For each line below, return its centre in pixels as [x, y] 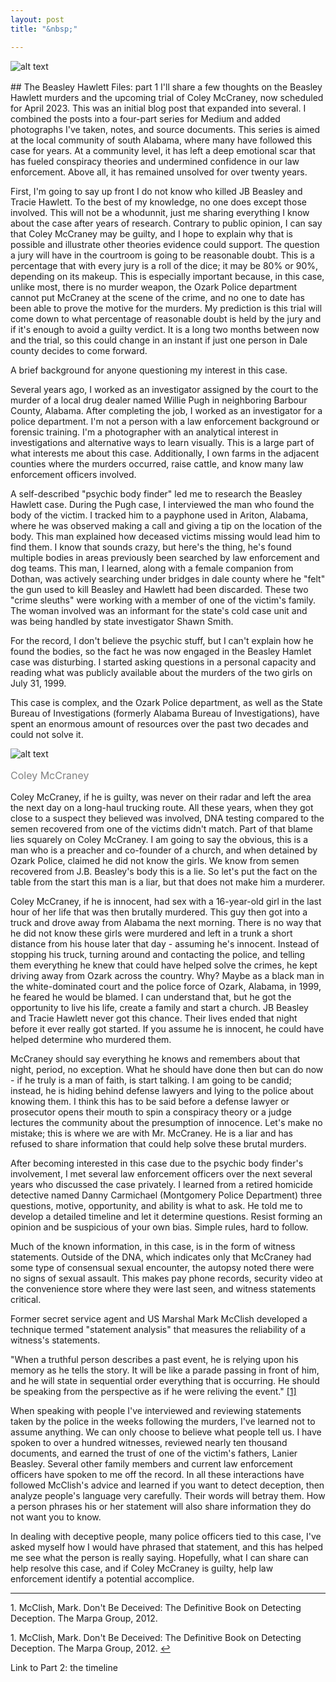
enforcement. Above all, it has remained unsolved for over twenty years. [159, 172]
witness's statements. [55, 1340]
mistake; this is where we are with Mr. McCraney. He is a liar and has [151, 1133]
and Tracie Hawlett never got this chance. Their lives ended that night [154, 1018]
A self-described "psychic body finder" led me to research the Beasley [156, 493]
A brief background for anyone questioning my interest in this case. [149, 370]
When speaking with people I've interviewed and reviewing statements [156, 1410]
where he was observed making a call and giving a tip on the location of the [166, 525]
